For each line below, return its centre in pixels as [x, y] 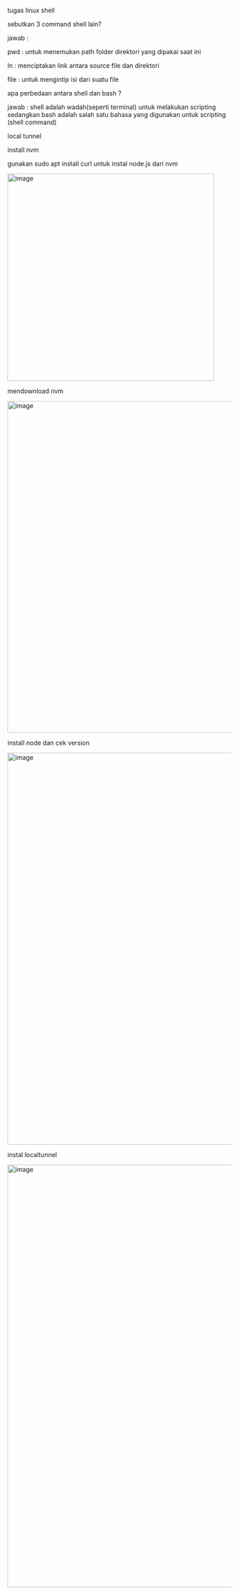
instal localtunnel [32, 1155]
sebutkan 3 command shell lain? [54, 24]
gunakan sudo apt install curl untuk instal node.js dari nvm [93, 164]
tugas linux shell [31, 10]
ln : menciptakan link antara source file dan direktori [84, 66]
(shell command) [32, 122]
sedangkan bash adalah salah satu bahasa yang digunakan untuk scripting [117, 114]
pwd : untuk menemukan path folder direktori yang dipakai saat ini [104, 52]
